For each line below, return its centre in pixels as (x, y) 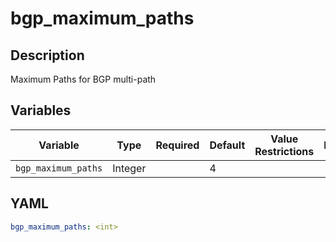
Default (227, 145)
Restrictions (284, 151)
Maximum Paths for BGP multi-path (83, 79)
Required (177, 145)
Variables (41, 110)
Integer (129, 168)
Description (47, 55)
